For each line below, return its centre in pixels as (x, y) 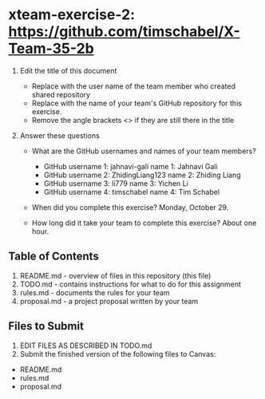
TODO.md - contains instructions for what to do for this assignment (131, 284)
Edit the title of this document (68, 70)
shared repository (61, 94)
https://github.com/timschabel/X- (125, 32)
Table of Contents (54, 257)
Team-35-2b (51, 49)
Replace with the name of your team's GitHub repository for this (136, 103)
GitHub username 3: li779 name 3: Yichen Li (116, 183)
